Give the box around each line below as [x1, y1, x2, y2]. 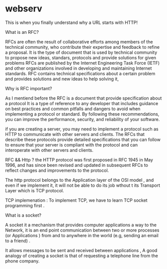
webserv [5, 3, 42, 14]
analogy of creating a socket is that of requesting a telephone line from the [5, 253, 158, 259]
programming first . [5, 202, 45, 208]
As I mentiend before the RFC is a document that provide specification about [5, 95, 162, 101]
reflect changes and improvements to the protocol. [5, 167, 109, 173]
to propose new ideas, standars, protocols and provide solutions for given [5, 54, 157, 60]
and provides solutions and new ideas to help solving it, [5, 76, 119, 82]
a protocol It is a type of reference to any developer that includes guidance [5, 100, 159, 106]
